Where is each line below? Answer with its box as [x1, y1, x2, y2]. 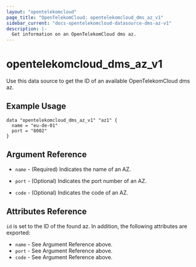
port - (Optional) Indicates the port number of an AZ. [15, 177, 147, 184]
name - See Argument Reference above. [15, 240, 113, 248]
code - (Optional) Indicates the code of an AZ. [15, 188, 129, 196]
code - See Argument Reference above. [15, 253, 113, 260]
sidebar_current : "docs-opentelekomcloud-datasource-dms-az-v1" [6, 20, 172, 26]
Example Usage [6, 101, 67, 112]
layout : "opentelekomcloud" [6, 8, 77, 15]
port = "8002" [11, 127, 47, 133]
